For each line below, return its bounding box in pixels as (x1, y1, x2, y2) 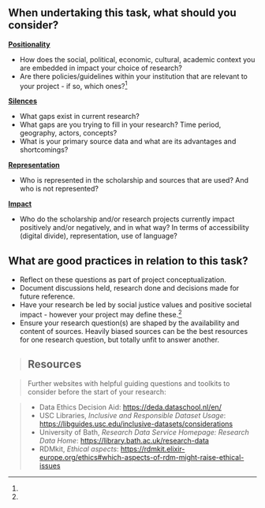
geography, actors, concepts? (19, 128, 118, 138)
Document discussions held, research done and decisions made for (19, 284, 240, 293)
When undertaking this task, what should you (8, 6, 237, 20)
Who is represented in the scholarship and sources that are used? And (19, 176, 249, 185)
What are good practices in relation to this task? (8, 254, 248, 267)
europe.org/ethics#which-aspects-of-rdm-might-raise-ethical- (39, 452, 244, 462)
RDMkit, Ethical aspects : (39, 444, 120, 454)
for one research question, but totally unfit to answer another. (19, 335, 219, 344)
